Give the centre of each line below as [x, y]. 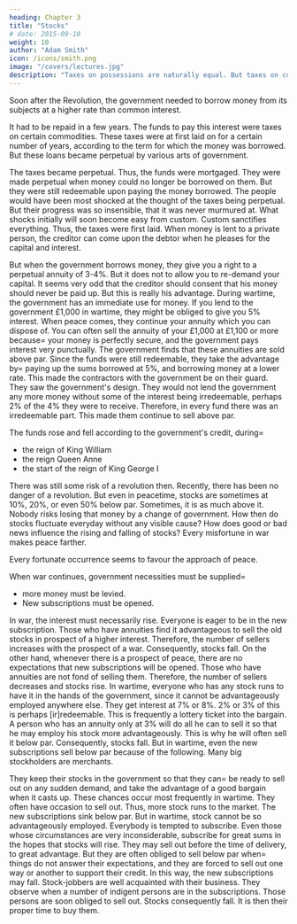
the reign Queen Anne [62, 459]
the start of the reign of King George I [90, 468]
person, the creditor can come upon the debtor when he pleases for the [140, 238]
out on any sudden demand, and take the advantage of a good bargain [138, 788]
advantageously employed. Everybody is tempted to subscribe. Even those [146, 826]
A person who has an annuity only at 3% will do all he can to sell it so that [143, 724]
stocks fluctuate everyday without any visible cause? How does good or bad [148, 523]
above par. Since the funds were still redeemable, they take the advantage [145, 359]
